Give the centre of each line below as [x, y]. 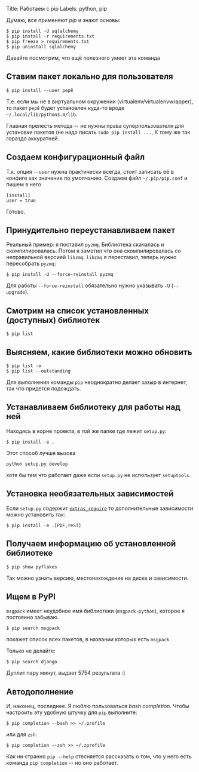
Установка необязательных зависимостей [90, 494]
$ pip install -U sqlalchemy [42, 31]
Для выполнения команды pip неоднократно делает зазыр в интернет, [97, 382]
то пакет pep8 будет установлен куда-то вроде [65, 107]
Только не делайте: [31, 651]
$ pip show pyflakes [32, 567]
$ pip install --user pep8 [40, 90]
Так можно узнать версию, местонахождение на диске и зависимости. [97, 578]
